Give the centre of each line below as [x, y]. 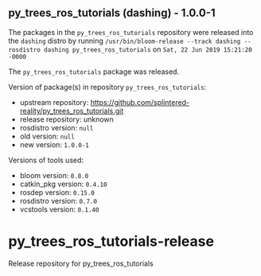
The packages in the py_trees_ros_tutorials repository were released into [131, 32]
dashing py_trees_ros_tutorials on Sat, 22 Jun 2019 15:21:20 [148, 49]
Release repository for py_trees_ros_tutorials [81, 263]
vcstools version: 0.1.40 [59, 209]
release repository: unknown [66, 119]
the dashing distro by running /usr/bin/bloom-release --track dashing [125, 41]
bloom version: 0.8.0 [54, 175]
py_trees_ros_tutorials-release [111, 241]
